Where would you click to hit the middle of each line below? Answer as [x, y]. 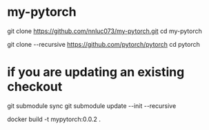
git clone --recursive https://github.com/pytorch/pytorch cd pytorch [103, 44]
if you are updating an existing [96, 72]
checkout [35, 87]
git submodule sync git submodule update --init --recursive [92, 106]
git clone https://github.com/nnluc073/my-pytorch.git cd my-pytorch [104, 31]
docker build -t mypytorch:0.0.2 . [54, 119]
